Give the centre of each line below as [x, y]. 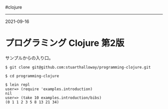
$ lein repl [17, 85]
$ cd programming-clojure [32, 76]
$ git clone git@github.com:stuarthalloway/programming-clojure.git [78, 67]
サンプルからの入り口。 [29, 58]
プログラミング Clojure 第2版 [65, 43]
